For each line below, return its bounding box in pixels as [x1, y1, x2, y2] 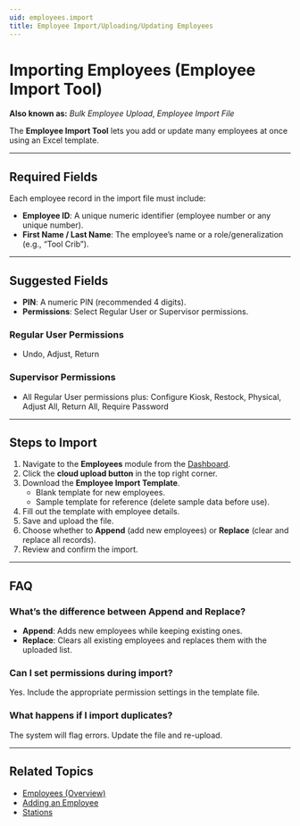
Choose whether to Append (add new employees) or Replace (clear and [21, 525, 289, 536]
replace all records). [21, 535, 96, 546]
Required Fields [9, 169, 98, 184]
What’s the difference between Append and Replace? [9, 605, 246, 617]
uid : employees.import [9, 13, 94, 22]
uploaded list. [21, 645, 73, 655]
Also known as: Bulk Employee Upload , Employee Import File [9, 108, 235, 119]
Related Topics [9, 764, 94, 780]
